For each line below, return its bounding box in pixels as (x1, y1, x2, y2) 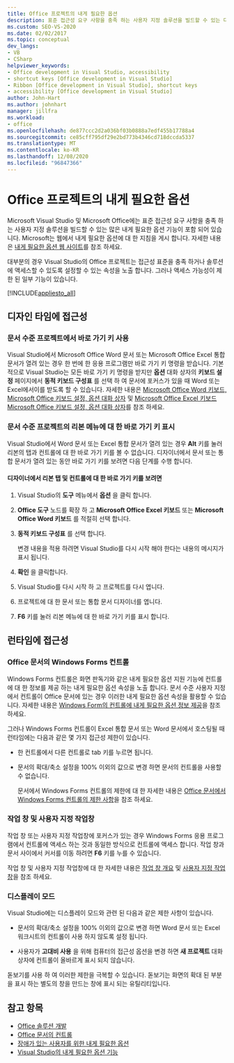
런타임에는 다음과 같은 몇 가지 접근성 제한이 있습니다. (7, 733, 150, 741)
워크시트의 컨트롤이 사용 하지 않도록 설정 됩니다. (17, 932, 148, 941)
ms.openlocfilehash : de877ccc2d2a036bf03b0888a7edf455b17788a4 (7, 127, 195, 134)
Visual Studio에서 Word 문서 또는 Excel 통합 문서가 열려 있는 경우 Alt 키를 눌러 (7, 439, 223, 448)
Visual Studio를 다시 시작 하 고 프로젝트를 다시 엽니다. (17, 582, 165, 591)
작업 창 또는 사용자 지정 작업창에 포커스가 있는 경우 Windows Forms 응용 (7, 831, 205, 840)
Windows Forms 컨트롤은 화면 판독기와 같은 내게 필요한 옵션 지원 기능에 (7, 675, 204, 683)
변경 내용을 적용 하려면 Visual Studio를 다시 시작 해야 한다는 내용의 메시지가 (17, 544, 224, 552)
